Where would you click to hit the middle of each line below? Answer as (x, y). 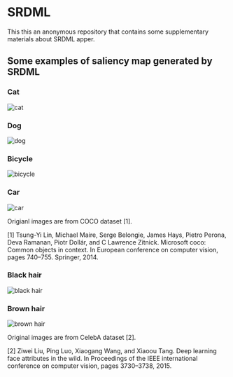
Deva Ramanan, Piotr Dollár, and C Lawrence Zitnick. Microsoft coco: (107, 242)
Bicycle (20, 158)
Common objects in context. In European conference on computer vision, (113, 249)
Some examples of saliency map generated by (110, 61)
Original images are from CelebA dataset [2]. (72, 338)
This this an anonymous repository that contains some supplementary (108, 32)
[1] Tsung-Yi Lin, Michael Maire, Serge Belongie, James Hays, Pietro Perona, (117, 235)
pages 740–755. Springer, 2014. (53, 257)
